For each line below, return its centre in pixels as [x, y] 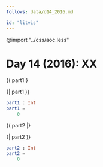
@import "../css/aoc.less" [38, 40]
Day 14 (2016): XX [52, 64]
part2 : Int [21, 148]
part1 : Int [21, 103]
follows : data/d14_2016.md [40, 12]
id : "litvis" [22, 22]
